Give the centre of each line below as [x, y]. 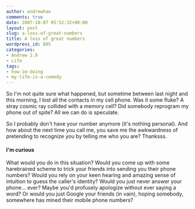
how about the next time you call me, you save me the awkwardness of [92, 130]
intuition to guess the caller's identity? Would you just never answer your [94, 181]
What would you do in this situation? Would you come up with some [88, 163]
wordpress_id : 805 [28, 45]
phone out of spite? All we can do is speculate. [63, 113]
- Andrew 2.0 [22, 55]
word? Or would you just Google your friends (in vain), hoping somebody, [95, 194]
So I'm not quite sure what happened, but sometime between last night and [97, 94]
